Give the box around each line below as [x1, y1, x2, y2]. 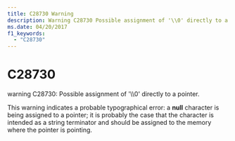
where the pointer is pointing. [7, 126, 93, 134]
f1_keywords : [7, 29, 46, 37]
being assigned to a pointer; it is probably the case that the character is [7, 111, 215, 119]
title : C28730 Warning [7, 10, 74, 18]
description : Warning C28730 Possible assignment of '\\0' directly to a [7, 17, 229, 24]
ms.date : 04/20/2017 [7, 23, 68, 30]
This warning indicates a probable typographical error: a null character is [7, 103, 220, 112]
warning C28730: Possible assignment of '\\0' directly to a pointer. [7, 90, 200, 98]
